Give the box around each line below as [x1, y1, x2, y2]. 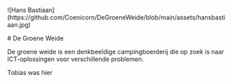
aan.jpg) [7, 21, 31, 28]
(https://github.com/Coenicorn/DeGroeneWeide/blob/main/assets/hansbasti [7, 13, 226, 22]
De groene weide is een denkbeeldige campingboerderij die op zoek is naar [7, 48, 224, 56]
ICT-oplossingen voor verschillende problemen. [7, 55, 144, 63]
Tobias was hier [7, 69, 53, 76]
